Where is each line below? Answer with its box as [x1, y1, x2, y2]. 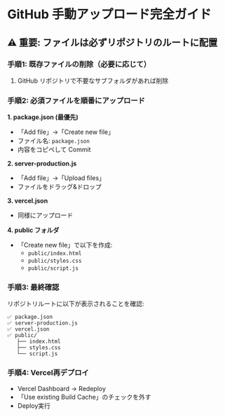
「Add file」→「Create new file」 [17, 128, 114, 137]
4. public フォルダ [7, 226, 60, 235]
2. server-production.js [7, 159, 77, 168]
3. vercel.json [7, 197, 48, 205]
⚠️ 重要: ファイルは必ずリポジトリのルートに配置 [7, 36, 218, 48]
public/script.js [27, 265, 79, 272]
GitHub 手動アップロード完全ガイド [7, 6, 212, 22]
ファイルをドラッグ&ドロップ [17, 183, 102, 191]
